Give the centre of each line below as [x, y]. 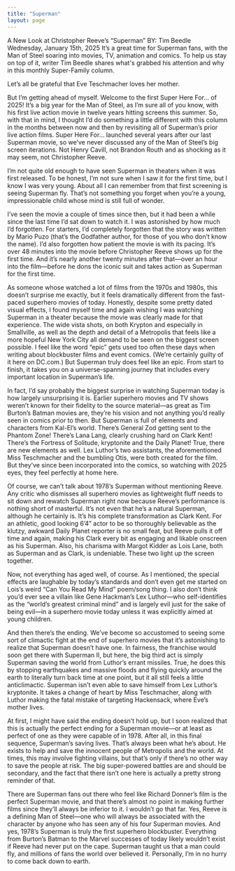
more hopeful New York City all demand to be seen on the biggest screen [113, 339]
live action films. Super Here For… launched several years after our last [109, 135]
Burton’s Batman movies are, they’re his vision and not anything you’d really [116, 413]
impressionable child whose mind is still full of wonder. [86, 200]
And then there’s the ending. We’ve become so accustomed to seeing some [116, 632]
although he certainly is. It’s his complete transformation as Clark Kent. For [115, 516]
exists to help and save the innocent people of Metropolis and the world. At [115, 750]
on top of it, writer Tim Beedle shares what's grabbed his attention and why [116, 62]
